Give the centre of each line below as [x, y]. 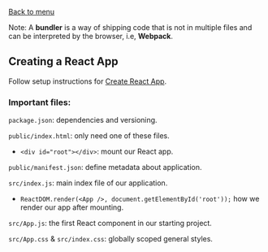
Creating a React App [63, 61]
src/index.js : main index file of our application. [88, 183]
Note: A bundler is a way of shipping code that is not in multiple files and [130, 27]
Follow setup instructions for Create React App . [88, 81]
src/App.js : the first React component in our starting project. [110, 224]
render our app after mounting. [72, 207]
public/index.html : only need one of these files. [89, 136]
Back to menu [32, 12]
